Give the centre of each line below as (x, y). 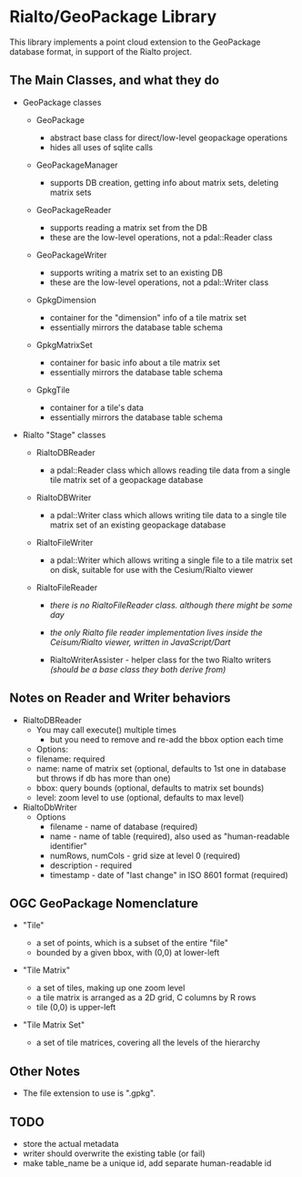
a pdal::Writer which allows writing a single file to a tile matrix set (171, 560)
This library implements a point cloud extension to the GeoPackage (135, 42)
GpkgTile (53, 390)
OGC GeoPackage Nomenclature (104, 903)
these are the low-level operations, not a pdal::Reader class (161, 237)
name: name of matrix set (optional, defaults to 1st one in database (161, 768)
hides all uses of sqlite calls (101, 147)
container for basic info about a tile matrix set (135, 363)
